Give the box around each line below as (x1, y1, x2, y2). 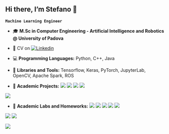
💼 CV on (12, 45, 30, 51)
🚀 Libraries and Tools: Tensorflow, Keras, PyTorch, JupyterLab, (12, 67, 146, 73)
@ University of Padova (12, 35, 64, 41)
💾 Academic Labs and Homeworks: (12, 103, 88, 109)
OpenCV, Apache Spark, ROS (12, 72, 75, 78)
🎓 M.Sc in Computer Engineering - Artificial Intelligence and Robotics (12, 28, 164, 34)
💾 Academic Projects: (12, 83, 59, 89)
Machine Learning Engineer (5, 18, 62, 23)
